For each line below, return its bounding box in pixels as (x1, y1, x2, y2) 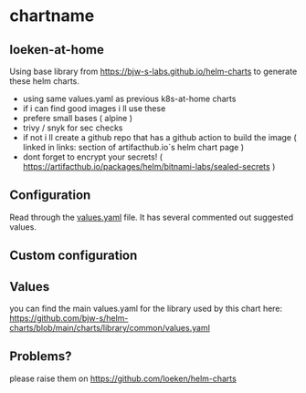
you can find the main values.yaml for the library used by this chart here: (9, 303, 283, 315)
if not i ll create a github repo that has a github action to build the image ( (22, 132, 297, 142)
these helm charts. (9, 76, 80, 87)
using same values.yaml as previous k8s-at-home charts (22, 93, 237, 104)
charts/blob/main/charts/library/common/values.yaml (9, 323, 210, 334)
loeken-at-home (9, 42, 105, 57)
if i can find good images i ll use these (22, 103, 166, 114)
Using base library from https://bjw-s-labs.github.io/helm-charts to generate (9, 66, 298, 77)
